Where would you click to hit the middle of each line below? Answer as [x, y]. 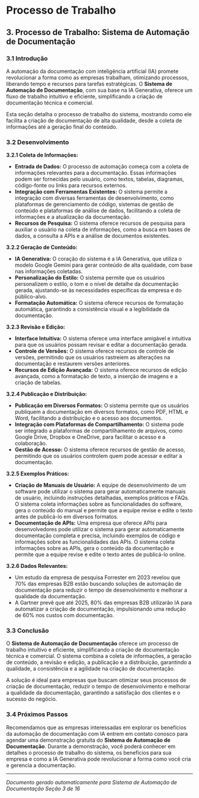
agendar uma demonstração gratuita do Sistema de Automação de [88, 740]
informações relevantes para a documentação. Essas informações [95, 173]
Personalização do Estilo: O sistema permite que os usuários [90, 278]
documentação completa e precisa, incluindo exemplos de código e [97, 536]
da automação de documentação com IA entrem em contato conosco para [97, 733]
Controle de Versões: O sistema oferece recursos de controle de [94, 351]
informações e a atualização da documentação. [73, 217]
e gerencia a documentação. [41, 765]
